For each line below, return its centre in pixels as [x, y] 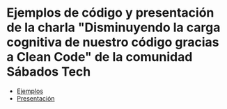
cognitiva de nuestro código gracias [113, 42]
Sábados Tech [49, 72]
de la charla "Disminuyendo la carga [113, 27]
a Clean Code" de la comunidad [100, 57]
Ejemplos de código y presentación [110, 13]
